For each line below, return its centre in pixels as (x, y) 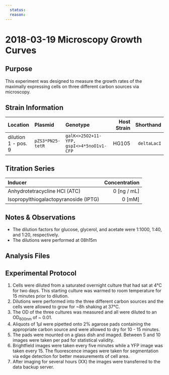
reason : (18, 15)
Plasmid (44, 125)
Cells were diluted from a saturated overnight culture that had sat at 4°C (87, 285)
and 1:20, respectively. (36, 235)
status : (18, 10)
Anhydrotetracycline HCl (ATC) (44, 191)
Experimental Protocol (41, 273)
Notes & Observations (40, 217)
